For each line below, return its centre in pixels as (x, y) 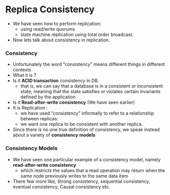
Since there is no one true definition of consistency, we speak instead (86, 129)
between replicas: (39, 119)
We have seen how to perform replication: (57, 24)
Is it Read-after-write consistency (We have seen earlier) (74, 102)
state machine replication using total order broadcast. (77, 34)
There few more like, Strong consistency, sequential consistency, (81, 181)
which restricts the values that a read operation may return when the (93, 170)
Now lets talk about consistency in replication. (61, 40)
